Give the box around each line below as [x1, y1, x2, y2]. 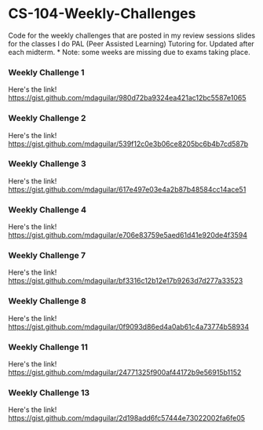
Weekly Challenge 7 [8, 250, 86, 261]
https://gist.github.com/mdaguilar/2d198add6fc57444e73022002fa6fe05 [8, 414, 246, 423]
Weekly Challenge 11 [8, 341, 89, 352]
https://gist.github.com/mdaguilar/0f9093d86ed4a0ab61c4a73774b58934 [8, 322, 250, 331]
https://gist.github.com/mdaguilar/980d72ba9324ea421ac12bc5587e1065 [8, 93, 247, 103]
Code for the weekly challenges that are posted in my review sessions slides [8, 31, 256, 40]
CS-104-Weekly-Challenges [8, 5, 196, 23]
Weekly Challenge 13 [8, 387, 90, 398]
